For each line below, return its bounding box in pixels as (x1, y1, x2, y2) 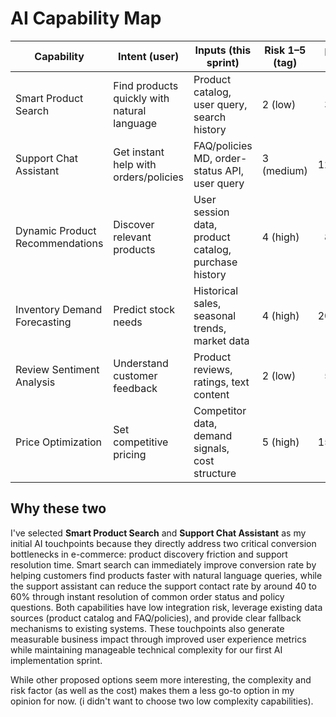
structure (193, 466, 237, 480)
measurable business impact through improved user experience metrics (10, 633, 307, 645)
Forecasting (15, 315, 72, 329)
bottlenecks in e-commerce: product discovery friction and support (10, 548, 288, 560)
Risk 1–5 (264, 43, 307, 57)
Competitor (193, 403, 247, 417)
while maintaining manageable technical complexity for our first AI (10, 643, 283, 656)
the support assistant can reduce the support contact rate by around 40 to (10, 580, 317, 592)
